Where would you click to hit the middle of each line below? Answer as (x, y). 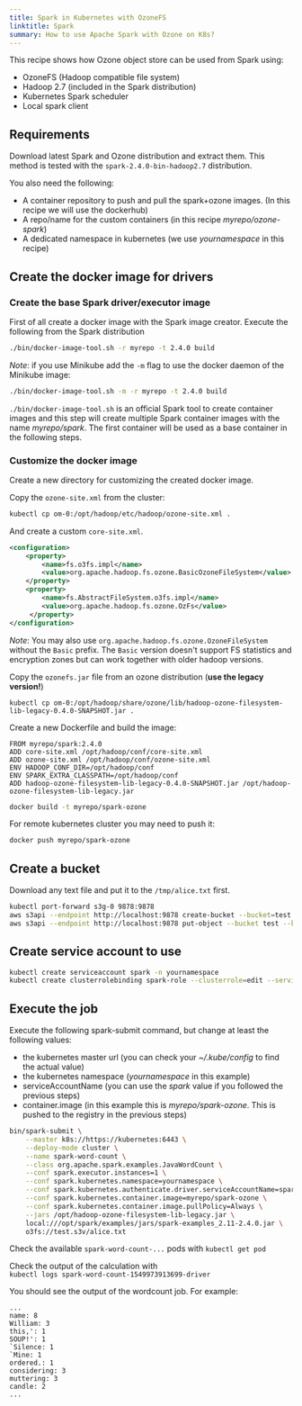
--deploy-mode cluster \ (72, 1148)
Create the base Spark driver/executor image (110, 302)
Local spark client (55, 106)
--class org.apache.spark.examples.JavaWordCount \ (124, 1165)
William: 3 (30, 1324)
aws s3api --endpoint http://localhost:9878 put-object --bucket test (144, 924)
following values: (40, 1040)
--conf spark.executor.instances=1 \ (96, 1173)
